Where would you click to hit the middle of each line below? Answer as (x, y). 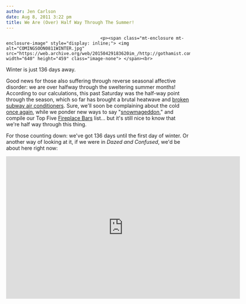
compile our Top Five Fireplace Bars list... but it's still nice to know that (91, 118)
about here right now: (32, 148)
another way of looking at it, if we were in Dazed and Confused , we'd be (93, 142)
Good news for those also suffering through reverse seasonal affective (91, 81)
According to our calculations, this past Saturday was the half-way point (93, 94)
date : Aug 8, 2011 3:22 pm (39, 17)
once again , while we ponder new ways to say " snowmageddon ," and (90, 112)
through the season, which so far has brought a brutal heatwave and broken (98, 99)
